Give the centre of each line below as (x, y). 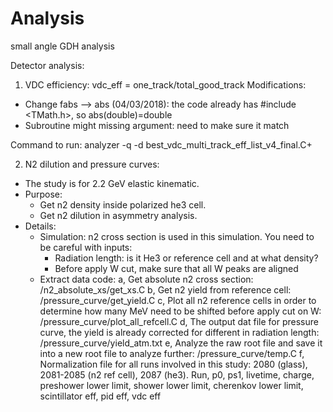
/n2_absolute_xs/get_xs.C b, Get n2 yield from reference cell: (165, 289)
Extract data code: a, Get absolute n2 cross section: (146, 279)
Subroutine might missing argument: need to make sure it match (157, 125)
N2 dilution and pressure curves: (92, 164)
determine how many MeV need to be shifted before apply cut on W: (180, 311)
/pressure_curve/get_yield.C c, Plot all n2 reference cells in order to (178, 300)
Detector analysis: (47, 65)
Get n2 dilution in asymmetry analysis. (118, 215)
